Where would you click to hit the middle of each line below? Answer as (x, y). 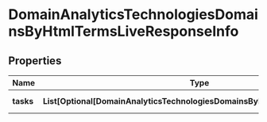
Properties (35, 61)
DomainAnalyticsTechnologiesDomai (133, 15)
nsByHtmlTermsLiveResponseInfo (124, 31)
